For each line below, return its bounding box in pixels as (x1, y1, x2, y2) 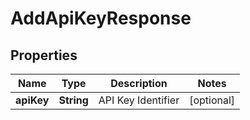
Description (110, 77, 168, 90)
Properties (10, 47, 78, 64)
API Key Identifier (98, 93, 180, 107)
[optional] (189, 93, 236, 107)
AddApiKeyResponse (10, 7, 192, 30)
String (58, 93, 89, 107)
